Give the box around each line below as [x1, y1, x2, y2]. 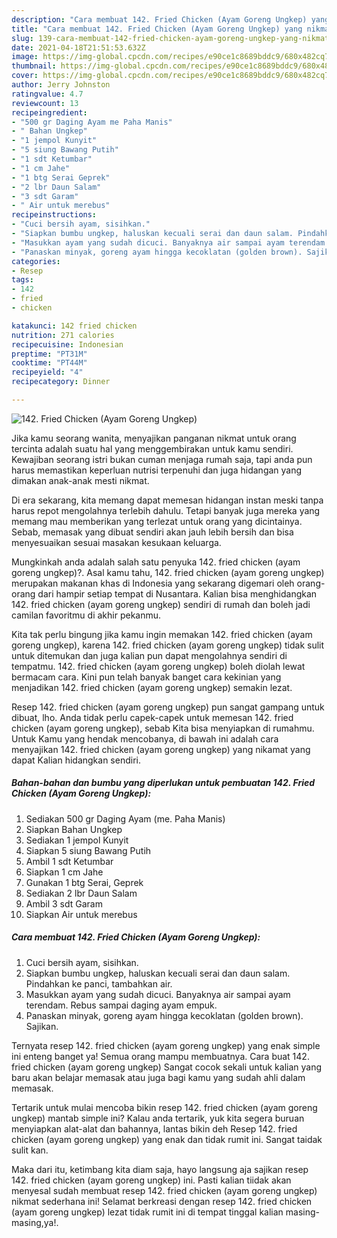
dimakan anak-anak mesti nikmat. [11, 474, 150, 486]
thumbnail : [11, 61, 57, 71]
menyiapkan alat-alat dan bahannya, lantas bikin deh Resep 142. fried [11, 1122, 298, 1135]
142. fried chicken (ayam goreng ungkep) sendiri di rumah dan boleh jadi [11, 598, 311, 610]
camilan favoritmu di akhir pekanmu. [11, 609, 162, 621]
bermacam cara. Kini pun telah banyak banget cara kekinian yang [11, 671, 282, 683]
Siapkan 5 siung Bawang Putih [25, 844, 152, 856]
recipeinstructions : [11, 210, 98, 220]
